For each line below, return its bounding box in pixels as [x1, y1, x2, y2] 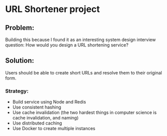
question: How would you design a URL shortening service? [5, 42, 129, 48]
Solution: [5, 56, 34, 65]
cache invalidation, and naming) [12, 115, 79, 121]
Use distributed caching [12, 120, 62, 126]
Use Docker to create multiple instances [12, 125, 96, 131]
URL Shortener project [5, 3, 100, 15]
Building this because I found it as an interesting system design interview [5, 36, 156, 42]
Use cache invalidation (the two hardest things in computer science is [12, 109, 157, 115]
